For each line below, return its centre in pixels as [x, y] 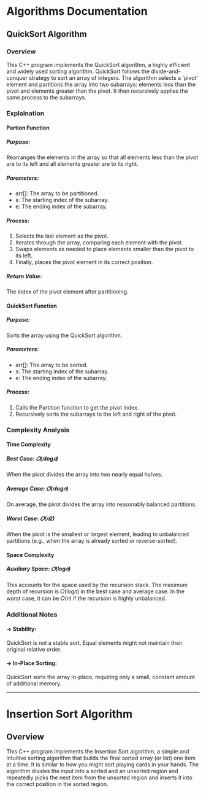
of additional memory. [34, 683]
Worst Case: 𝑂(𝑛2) [31, 518]
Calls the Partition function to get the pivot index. [77, 407]
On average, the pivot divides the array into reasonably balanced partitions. [102, 504]
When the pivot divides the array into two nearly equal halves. [85, 475]
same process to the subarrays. [47, 97]
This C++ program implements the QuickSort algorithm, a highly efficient [98, 64]
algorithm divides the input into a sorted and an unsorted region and [93, 771]
